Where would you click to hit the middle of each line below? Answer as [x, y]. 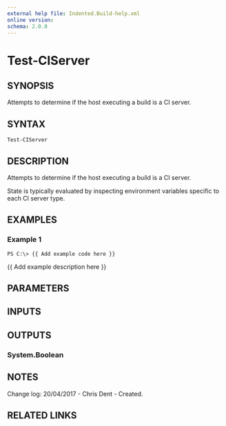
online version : [30, 20]
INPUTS [24, 312]
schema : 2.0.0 [28, 26]
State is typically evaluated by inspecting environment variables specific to [113, 191]
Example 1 [24, 240]
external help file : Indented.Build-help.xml [73, 13]
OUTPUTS [29, 335]
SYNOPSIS [31, 86]
